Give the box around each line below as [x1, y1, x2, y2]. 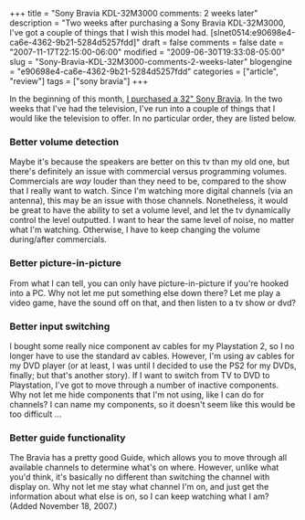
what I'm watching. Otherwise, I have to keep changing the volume [9, 224, 260, 236]
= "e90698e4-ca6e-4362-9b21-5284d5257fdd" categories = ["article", [9, 66, 279, 77]
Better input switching [9, 320, 110, 333]
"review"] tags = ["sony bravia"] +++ [9, 76, 149, 86]
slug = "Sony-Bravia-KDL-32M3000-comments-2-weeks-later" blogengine [9, 57, 292, 67]
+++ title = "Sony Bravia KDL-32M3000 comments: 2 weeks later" [9, 8, 258, 18]
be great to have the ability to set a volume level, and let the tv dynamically [9, 205, 291, 216]
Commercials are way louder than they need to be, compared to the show [9, 175, 287, 186]
